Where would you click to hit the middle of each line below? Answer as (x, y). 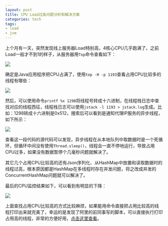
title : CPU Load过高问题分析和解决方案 (42, 15)
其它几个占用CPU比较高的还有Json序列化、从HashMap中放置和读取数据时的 (84, 163)
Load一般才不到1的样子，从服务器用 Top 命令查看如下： (61, 54)
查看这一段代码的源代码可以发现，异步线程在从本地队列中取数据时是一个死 (82, 139)
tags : (11, 24)
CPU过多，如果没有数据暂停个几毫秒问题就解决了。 (58, 152)
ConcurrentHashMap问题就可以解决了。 (46, 175)
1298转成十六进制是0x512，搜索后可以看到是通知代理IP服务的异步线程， (88, 113)
